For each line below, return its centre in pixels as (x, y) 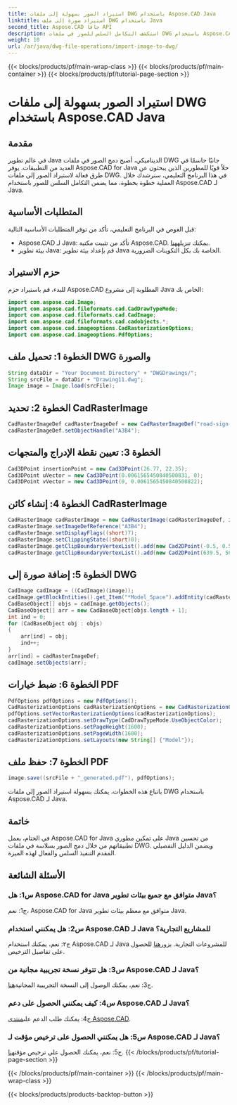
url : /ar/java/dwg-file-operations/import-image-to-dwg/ (93, 46)
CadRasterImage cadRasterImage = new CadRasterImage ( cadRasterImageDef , (117, 520)
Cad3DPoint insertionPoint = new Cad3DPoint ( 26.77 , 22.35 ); (98, 468)
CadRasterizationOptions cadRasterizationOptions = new (91, 708)
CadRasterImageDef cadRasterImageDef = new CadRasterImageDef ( (103, 424)
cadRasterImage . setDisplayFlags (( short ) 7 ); (73, 533)
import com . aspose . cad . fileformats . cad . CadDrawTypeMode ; (93, 309)
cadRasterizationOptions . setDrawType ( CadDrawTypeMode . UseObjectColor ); (115, 721)
